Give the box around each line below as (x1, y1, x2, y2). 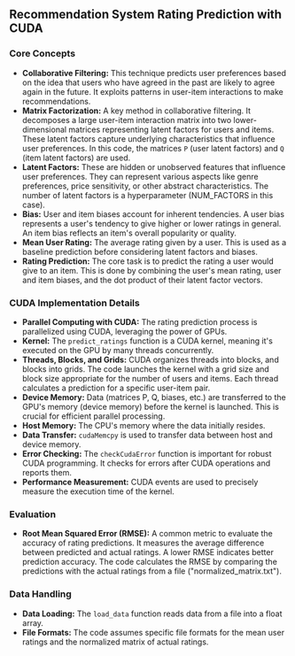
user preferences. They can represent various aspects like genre (21, 171, 259, 181)
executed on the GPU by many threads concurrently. (21, 344, 214, 355)
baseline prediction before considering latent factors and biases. (21, 246, 259, 257)
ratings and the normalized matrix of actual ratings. (21, 637, 209, 647)
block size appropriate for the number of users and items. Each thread (21, 373, 279, 383)
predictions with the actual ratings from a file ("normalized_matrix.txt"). (21, 566, 282, 576)
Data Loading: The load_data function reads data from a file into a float (21, 608, 283, 619)
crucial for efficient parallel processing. (21, 411, 166, 421)
